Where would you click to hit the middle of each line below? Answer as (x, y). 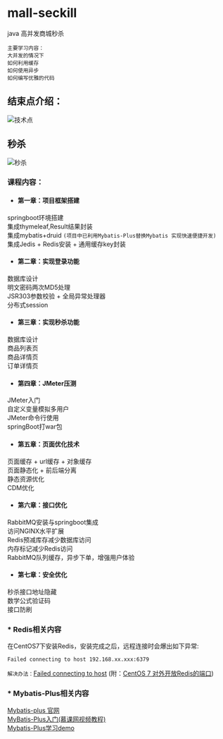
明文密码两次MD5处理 (39, 287)
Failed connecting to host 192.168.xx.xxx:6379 (78, 660)
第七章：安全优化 (42, 575)
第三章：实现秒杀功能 (48, 322)
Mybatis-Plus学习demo (41, 728)
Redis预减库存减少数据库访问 (49, 539)
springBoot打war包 (35, 427)
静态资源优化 (26, 479)
